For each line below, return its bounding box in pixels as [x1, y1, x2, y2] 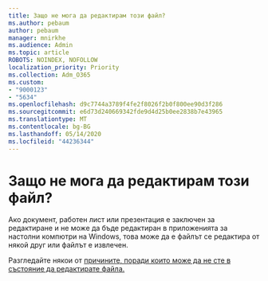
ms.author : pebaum [8, 19, 69, 27]
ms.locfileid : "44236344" [8, 137, 94, 146]
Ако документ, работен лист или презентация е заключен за [8, 215, 215, 224]
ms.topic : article [8, 49, 69, 57]
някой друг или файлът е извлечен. [8, 240, 129, 250]
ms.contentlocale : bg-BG [8, 123, 91, 131]
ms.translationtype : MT [8, 115, 88, 123]
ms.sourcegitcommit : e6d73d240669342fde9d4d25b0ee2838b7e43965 [8, 108, 223, 116]
